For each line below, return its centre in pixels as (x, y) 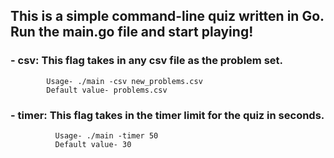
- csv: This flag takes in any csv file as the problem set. (147, 61)
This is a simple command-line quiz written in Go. (167, 16)
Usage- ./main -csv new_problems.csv (124, 81)
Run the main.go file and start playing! (132, 32)
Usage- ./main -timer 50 (106, 135)
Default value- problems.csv (107, 90)
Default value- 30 (93, 144)
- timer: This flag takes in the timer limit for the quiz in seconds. (167, 115)
